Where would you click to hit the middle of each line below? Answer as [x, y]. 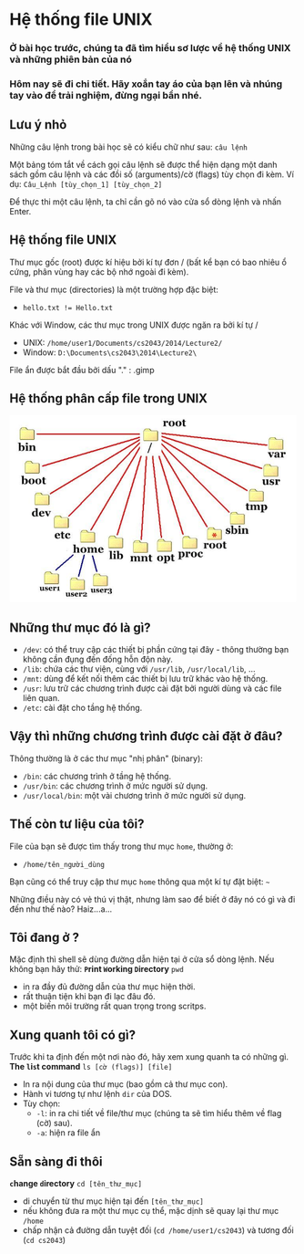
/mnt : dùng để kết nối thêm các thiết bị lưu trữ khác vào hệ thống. [145, 679]
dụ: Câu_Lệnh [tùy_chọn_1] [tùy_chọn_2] [86, 183]
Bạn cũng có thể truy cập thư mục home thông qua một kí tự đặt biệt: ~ [140, 882]
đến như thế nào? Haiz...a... [61, 909]
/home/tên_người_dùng [63, 864]
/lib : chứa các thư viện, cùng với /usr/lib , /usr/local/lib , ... [139, 669]
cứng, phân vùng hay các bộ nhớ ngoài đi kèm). [99, 272]
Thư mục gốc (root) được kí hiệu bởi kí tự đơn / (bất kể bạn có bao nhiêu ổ [148, 262]
